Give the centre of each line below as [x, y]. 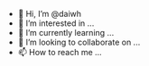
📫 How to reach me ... [60, 52]
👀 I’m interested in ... [56, 23]
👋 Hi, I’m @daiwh [50, 14]
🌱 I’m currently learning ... [66, 33]
